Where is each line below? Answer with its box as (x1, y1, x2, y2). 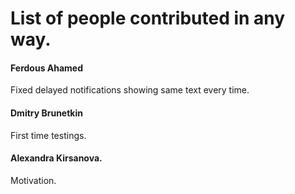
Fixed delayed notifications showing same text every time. (10, 84, 250, 96)
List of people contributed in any (10, 7, 286, 30)
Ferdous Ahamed (10, 62, 84, 74)
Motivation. (10, 174, 57, 186)
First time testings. (10, 129, 87, 141)
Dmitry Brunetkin (10, 107, 83, 119)
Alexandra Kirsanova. (10, 152, 103, 164)
